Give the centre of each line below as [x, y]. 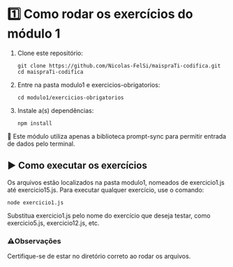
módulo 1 [34, 34]
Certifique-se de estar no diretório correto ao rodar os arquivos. [99, 257]
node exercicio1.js [36, 203]
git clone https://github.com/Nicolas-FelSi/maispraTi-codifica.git [119, 66]
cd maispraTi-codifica [50, 72]
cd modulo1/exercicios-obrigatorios [70, 98]
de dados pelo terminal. [41, 144]
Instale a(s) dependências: [55, 110]
